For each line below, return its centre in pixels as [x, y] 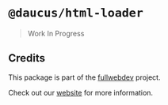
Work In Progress [56, 33]
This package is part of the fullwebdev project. [84, 77]
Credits [27, 58]
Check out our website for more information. [80, 92]
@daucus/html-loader [76, 13]
